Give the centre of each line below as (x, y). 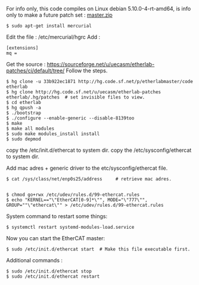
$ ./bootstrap (24, 113)
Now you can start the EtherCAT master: (56, 238)
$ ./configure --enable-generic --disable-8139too (70, 118)
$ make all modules (30, 128)
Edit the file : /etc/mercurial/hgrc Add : (53, 37)
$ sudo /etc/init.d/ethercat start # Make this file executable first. (98, 249)
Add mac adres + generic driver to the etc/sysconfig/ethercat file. (87, 168)
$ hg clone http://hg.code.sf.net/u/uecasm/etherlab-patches (84, 92)
